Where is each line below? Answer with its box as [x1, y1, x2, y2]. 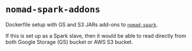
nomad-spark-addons [5, 4, 100, 15]
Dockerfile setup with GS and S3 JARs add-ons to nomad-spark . [5, 21, 158, 28]
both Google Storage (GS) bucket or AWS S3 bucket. [5, 38, 133, 45]
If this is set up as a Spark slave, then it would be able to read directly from [5, 32, 186, 39]
